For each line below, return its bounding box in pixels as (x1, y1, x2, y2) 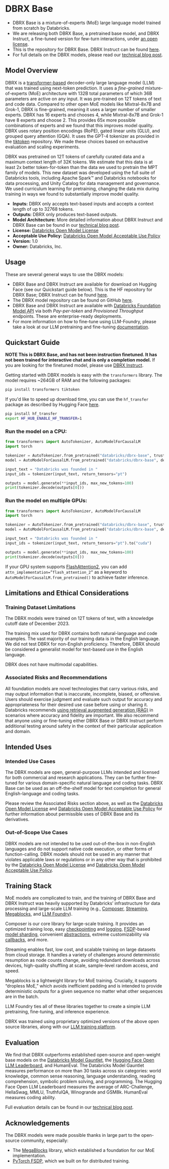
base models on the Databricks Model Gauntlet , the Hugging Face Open (5, 1057, 154, 1063)
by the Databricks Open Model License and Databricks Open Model (5, 862, 145, 868)
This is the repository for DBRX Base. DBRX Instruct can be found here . (12, 46, 160, 52)
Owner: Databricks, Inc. (12, 243, 62, 249)
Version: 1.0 (12, 238, 38, 244)
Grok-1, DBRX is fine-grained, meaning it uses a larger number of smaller (5, 106, 156, 112)
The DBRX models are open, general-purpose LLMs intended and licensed (5, 769, 160, 775)
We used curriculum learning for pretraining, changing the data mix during (5, 186, 159, 192)
